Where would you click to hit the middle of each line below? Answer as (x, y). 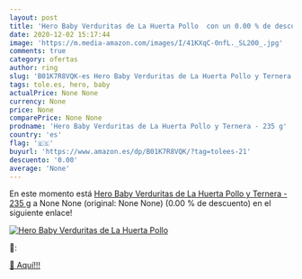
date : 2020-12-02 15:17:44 (60, 34)
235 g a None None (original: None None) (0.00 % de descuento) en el (140, 203)
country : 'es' (36, 135)
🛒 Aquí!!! (25, 265)
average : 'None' (40, 168)
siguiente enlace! (41, 213)
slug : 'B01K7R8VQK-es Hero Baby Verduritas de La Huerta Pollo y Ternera (151, 76)
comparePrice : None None (56, 118)
